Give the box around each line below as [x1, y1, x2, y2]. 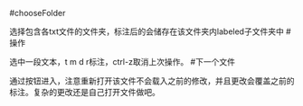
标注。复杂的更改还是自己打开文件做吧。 [9, 87, 160, 97]
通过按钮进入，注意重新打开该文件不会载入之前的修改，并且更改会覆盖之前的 [9, 75, 295, 86]
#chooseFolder [9, 8, 66, 18]
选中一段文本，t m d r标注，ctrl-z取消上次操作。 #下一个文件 [9, 57, 235, 66]
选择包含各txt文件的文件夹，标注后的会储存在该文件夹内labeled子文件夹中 [9, 26, 285, 37]
